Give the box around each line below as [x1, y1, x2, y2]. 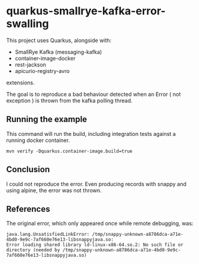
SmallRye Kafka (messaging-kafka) [14, 48, 102, 55]
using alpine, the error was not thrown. [6, 187, 102, 194]
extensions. [6, 79, 35, 86]
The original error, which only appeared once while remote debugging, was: [6, 220, 194, 227]
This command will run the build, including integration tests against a [6, 130, 176, 137]
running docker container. [6, 136, 70, 144]
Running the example [6, 114, 88, 125]
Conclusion [6, 165, 50, 175]
